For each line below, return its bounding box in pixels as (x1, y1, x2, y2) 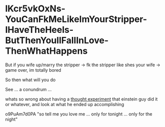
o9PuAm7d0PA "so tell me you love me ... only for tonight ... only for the (5, 111, 153, 117)
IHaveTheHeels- (5, 24, 74, 35)
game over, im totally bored (5, 67, 61, 73)
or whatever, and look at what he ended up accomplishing (5, 101, 125, 107)
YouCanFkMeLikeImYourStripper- (5, 13, 147, 25)
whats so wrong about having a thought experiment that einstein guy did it (5, 96, 158, 102)
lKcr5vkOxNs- (5, 3, 66, 14)
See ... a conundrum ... (5, 86, 52, 92)
